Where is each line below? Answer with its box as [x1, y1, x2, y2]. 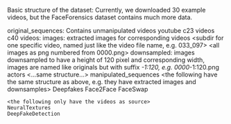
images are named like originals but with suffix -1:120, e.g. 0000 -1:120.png [7, 63, 220, 71]
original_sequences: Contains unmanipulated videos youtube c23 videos [7, 27, 215, 34]
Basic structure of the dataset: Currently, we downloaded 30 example [7, 6, 206, 14]
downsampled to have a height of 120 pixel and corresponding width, [7, 56, 205, 64]
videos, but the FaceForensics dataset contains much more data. [7, 13, 193, 21]
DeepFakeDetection [7, 110, 60, 117]
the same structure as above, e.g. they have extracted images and [7, 78, 196, 85]
